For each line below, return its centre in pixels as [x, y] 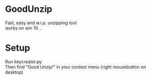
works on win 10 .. [23, 28]
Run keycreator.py [23, 61]
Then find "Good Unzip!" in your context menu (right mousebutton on [76, 67]
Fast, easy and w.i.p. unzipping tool [41, 23]
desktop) [14, 72]
